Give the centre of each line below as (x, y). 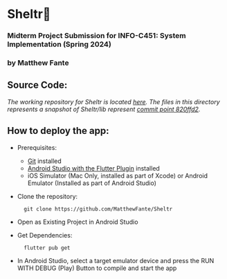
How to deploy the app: (58, 131)
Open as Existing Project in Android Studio (78, 222)
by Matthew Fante (38, 63)
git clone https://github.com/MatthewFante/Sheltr (98, 209)
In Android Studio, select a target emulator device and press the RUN (116, 260)
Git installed (45, 161)
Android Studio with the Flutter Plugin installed (94, 168)
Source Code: (37, 85)
